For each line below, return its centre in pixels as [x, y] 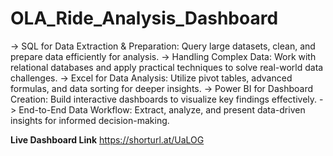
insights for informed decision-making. [90, 120]
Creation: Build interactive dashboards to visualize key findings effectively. [164, 99]
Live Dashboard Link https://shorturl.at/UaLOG [107, 139]
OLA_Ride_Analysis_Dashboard [144, 18]
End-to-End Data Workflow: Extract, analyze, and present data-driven [162, 109]
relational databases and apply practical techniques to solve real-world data [167, 67]
